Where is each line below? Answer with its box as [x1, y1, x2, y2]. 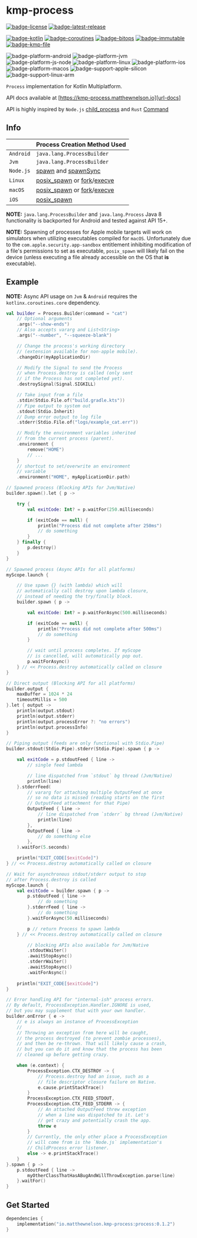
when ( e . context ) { [17, 1063, 65, 1069]
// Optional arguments [17, 316, 73, 322]
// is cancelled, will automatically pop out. [27, 653, 144, 659]
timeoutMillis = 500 [17, 697, 67, 703]
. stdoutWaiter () [27, 947, 67, 953]
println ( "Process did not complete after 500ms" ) [37, 626, 162, 632]
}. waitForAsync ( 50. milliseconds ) [27, 915, 110, 921]
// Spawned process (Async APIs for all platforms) [6, 566, 136, 572]
